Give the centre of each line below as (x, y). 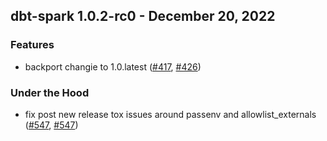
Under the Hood (50, 92)
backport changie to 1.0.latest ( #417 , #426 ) (113, 66)
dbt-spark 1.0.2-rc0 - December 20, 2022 (143, 16)
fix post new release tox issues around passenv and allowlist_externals (170, 114)
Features (32, 45)
